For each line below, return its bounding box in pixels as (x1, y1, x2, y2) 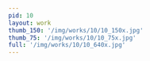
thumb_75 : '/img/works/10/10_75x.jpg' (8, 33, 137, 42)
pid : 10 (8, 11, 34, 20)
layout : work (8, 19, 52, 27)
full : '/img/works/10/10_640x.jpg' (8, 41, 126, 49)
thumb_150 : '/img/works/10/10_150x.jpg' (8, 26, 144, 34)
